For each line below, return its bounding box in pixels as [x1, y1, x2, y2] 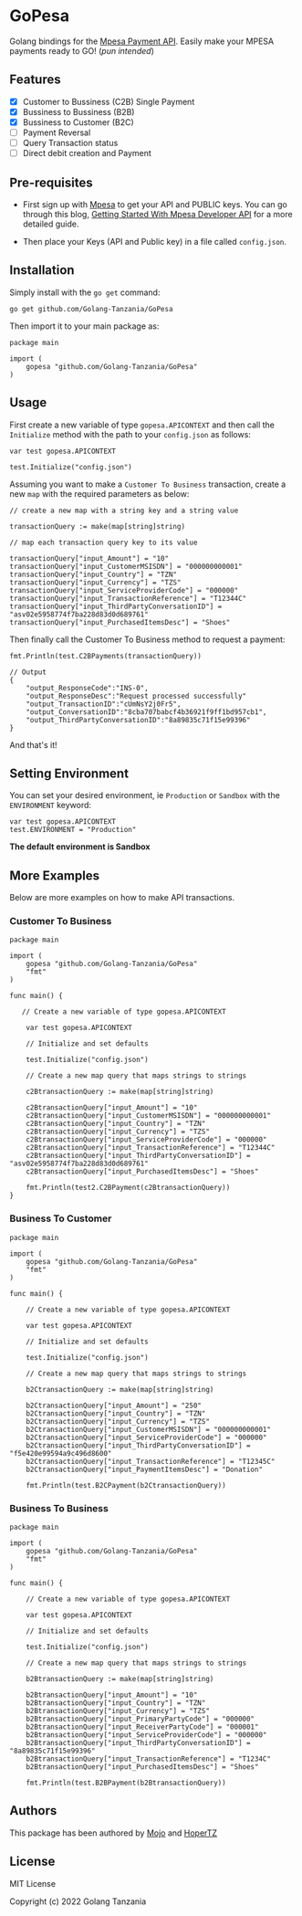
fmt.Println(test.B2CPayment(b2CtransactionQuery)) [26, 1480, 226, 1490]
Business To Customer [9, 1212, 112, 1225]
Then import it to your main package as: [9, 321, 160, 332]
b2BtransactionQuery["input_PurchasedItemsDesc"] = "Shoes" [26, 1763, 259, 1772]
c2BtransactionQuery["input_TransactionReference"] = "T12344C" [26, 1143, 276, 1153]
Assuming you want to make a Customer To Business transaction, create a [9, 479, 286, 490]
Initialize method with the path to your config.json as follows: [9, 428, 251, 439]
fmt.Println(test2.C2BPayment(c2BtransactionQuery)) [26, 1184, 231, 1193]
